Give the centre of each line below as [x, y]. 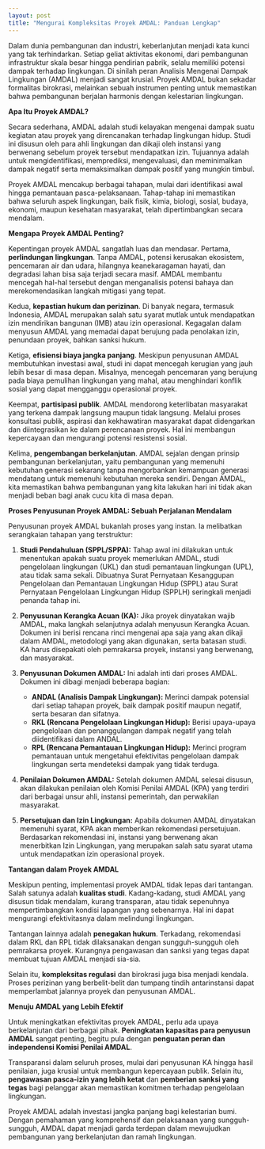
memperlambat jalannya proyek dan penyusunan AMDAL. [102, 991]
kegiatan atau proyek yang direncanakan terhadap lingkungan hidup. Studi [130, 135]
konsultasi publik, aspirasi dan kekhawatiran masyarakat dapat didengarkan [132, 421]
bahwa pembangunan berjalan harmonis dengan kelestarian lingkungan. [126, 96]
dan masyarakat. [47, 658]
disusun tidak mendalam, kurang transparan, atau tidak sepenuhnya [119, 901]
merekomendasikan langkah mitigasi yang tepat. [87, 291]
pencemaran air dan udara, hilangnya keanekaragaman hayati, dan [117, 265]
